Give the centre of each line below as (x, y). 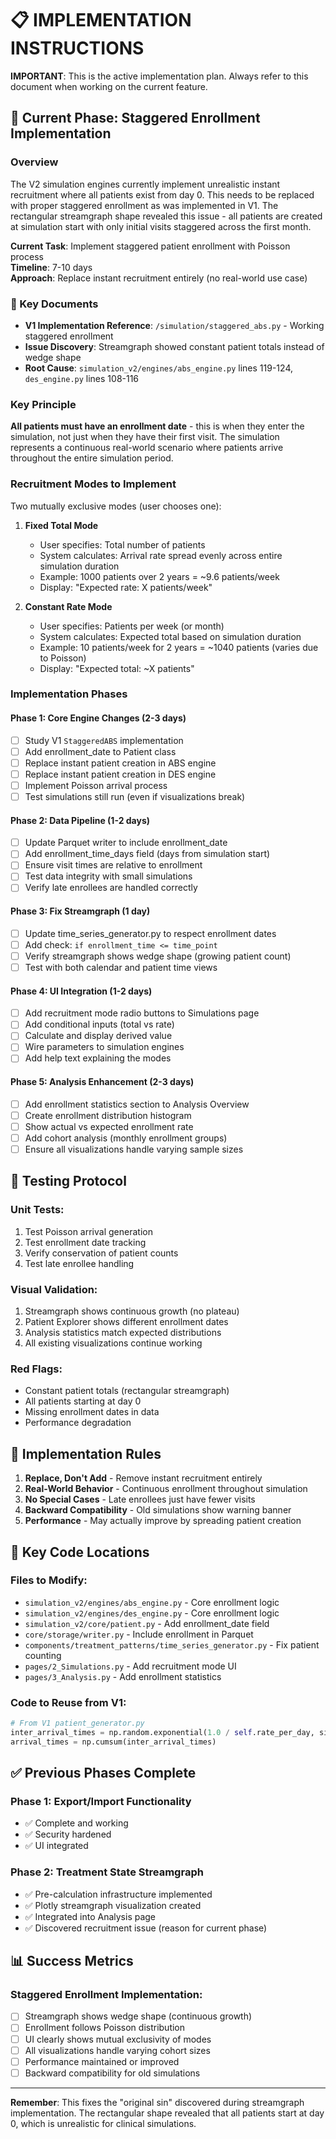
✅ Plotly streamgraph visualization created (113, 1905)
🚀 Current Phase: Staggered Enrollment (135, 118)
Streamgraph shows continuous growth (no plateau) (132, 1311)
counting (43, 1655)
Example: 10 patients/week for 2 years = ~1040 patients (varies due (179, 647)
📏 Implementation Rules (86, 1453)
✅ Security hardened (68, 1834)
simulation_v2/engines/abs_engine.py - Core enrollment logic (152, 1602)
